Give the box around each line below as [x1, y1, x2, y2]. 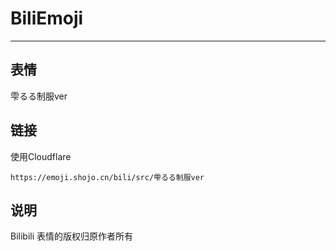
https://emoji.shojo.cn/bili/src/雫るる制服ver [10, 172, 205, 182]
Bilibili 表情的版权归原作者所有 [10, 230, 134, 242]
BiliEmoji [10, 7, 84, 30]
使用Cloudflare [10, 150, 72, 162]
